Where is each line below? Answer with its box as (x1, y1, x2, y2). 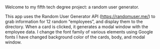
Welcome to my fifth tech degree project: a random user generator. (5, 4, 140, 10)
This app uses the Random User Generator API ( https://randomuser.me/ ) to (5, 14, 156, 19)
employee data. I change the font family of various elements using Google (5, 29, 153, 34)
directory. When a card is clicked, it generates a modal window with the (5, 24, 148, 30)
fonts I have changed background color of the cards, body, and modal (5, 34, 145, 40)
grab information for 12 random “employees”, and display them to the (5, 19, 143, 24)
